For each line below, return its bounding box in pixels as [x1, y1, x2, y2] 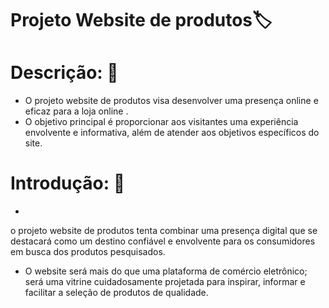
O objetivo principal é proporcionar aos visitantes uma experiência [24, 116, 299, 128]
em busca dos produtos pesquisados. [10, 246, 166, 258]
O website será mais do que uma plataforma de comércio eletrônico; [24, 265, 308, 277]
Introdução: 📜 [10, 172, 126, 195]
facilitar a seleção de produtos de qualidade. [24, 287, 209, 299]
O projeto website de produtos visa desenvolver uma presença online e [24, 95, 319, 107]
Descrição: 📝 [10, 62, 119, 84]
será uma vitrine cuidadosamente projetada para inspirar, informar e [24, 276, 306, 288]
